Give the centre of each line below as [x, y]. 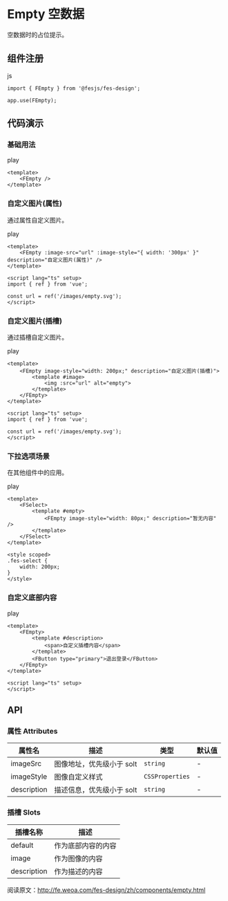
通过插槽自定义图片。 [37, 337]
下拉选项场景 [29, 456]
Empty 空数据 [46, 14]
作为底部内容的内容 [85, 846]
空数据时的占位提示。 [37, 35]
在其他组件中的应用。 [37, 473]
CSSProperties [167, 777]
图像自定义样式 [78, 777]
